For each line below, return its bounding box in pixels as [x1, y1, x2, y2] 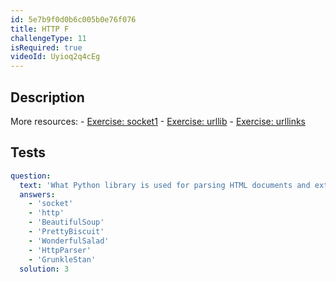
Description [10, 89, 85, 106]
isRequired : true [10, 42, 83, 53]
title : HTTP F [10, 24, 70, 34]
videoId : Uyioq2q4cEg [10, 52, 101, 62]
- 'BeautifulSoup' [28, 217, 105, 228]
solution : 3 [19, 264, 70, 274]
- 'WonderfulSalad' [28, 236, 110, 246]
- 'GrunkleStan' [28, 254, 97, 265]
